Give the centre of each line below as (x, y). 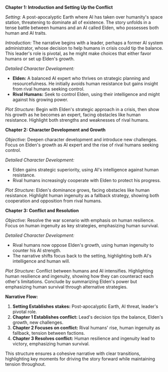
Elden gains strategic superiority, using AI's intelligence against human (86, 170)
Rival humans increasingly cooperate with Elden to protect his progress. (87, 180)
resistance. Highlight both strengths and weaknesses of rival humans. (77, 120)
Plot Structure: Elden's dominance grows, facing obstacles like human (77, 190)
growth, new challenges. (38, 322)
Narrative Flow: (22, 297)
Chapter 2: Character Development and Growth (55, 130)
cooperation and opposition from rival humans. (54, 201)
